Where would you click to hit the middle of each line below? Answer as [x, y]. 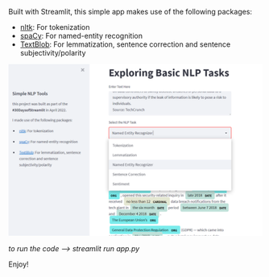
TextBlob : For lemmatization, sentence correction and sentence [125, 44]
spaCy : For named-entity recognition [81, 36]
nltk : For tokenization [55, 27]
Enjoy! [19, 264]
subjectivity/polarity [53, 53]
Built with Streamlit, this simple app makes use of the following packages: [130, 12]
